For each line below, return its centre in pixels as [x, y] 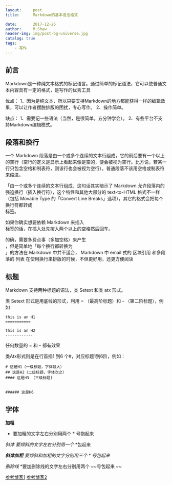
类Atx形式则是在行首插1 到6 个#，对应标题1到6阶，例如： [66, 356]
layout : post [24, 10]
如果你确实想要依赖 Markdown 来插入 [45, 222]
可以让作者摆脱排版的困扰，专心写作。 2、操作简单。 [70, 107]
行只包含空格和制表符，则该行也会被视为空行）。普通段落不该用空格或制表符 [85, 169]
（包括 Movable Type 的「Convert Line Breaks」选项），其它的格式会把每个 [84, 199]
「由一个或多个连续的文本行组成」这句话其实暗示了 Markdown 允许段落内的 [85, 186]
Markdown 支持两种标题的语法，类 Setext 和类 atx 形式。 [66, 290]
